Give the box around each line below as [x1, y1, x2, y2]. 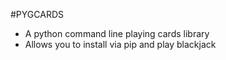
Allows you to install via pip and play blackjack [24, 39, 217, 50]
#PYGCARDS [10, 9, 64, 20]
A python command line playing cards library [24, 28, 210, 39]
